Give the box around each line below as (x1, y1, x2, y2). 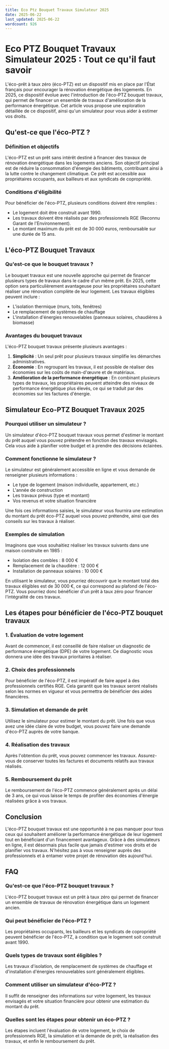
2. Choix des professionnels (5, 666, 75, 673)
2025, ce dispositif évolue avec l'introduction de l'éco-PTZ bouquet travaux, (5, 92, 163, 98)
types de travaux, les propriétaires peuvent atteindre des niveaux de (12, 380, 154, 386)
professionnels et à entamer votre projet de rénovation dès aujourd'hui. (5, 853, 153, 859)
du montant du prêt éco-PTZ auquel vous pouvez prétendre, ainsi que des (5, 513, 159, 519)
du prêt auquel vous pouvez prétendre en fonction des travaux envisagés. (5, 437, 158, 443)
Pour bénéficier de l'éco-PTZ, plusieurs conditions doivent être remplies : (5, 200, 157, 206)
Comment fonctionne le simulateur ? (5, 455, 97, 462)
